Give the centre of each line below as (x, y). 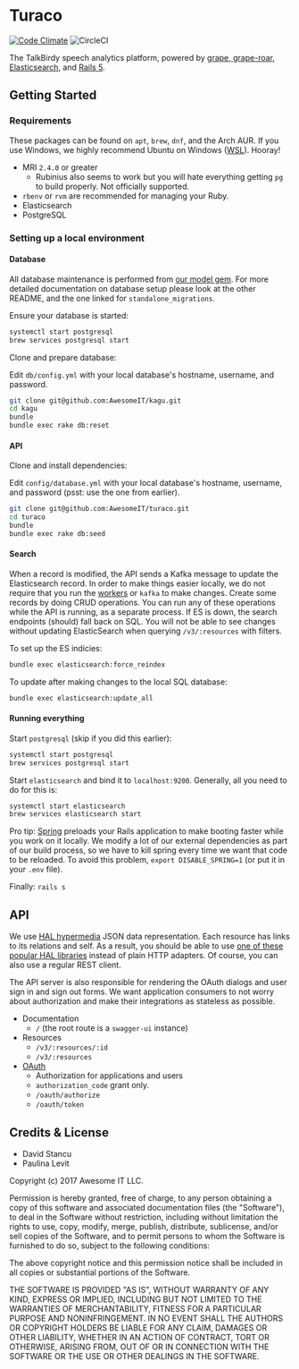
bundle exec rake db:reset (59, 426)
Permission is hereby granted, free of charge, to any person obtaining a (141, 1198)
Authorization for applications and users (109, 1076)
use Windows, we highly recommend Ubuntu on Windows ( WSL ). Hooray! (145, 149)
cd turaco (28, 517)
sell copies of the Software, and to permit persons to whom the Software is (147, 1236)
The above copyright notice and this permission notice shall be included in (146, 1263)
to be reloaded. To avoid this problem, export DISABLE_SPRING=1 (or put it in (147, 860)
